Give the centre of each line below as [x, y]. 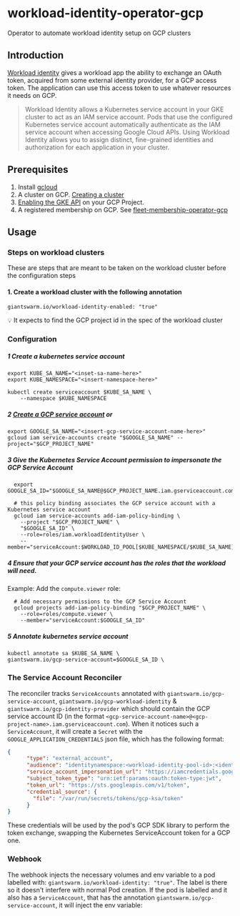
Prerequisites [38, 170]
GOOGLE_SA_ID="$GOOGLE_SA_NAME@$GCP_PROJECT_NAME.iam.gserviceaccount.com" [122, 491]
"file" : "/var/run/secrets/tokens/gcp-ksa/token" [108, 798]
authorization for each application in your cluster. [97, 147]
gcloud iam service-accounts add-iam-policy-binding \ [97, 516]
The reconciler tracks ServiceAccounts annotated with [86, 693]
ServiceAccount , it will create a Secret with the [75, 731]
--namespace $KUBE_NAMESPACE [64, 399]
